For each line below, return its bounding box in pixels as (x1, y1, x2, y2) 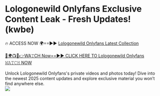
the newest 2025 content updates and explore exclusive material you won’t (5, 75, 155, 81)
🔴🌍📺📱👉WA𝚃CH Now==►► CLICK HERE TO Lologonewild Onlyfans (5, 52, 144, 59)
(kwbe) (5, 24, 34, 35)
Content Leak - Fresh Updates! (5, 14, 131, 25)
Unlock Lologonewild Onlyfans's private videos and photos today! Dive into (5, 70, 155, 76)
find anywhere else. (5, 80, 45, 86)
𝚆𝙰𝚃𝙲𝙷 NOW (5, 60, 32, 65)
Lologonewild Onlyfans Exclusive (5, 3, 142, 15)
